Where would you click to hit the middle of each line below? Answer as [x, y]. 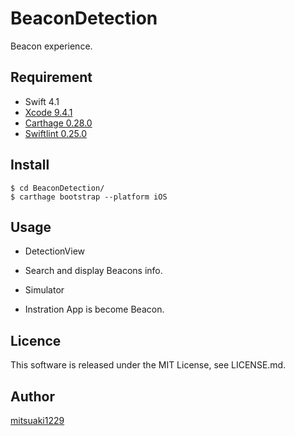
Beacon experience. [51, 46]
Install [30, 165]
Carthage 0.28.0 [58, 123]
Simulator [44, 290]
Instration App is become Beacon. [94, 309]
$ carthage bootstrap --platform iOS [89, 197]
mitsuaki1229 [37, 420]
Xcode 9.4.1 [48, 112]
